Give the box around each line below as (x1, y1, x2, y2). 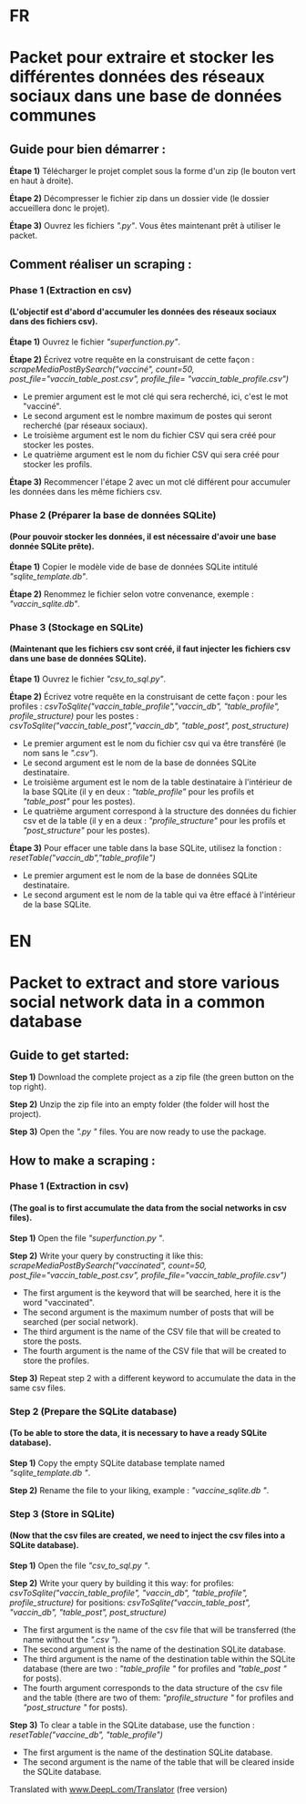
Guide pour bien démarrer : (9, 141, 167, 157)
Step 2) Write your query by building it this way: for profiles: (9, 1577, 234, 1588)
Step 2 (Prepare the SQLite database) (9, 1405, 178, 1418)
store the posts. (22, 1336, 82, 1347)
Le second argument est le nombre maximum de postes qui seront (22, 410, 272, 421)
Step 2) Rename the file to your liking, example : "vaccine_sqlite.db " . (9, 1484, 270, 1495)
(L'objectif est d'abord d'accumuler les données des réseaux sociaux (9, 306, 277, 317)
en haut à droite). (9, 175, 75, 187)
